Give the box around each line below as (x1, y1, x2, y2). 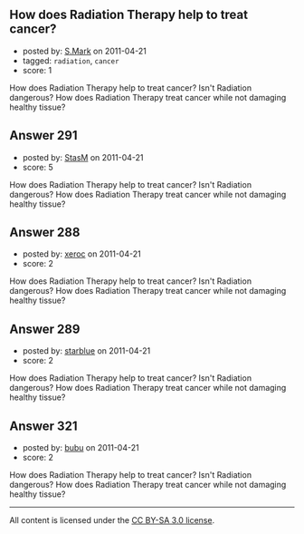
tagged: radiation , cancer (22, 54, 119, 66)
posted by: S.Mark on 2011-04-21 (22, 45, 147, 56)
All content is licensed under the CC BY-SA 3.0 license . (9, 515, 215, 526)
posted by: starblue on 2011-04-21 (22, 345, 151, 356)
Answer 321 (9, 418, 78, 433)
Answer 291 (9, 128, 79, 143)
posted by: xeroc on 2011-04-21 (22, 248, 142, 259)
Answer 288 (9, 225, 81, 240)
